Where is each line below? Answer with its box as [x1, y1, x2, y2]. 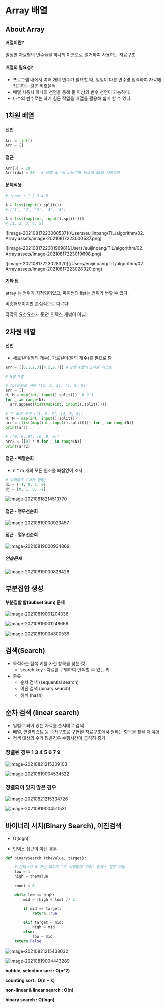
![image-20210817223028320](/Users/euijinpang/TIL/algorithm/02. [5, 260, 145, 266]
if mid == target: [23, 906, 62, 911]
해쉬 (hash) [20, 692, 43, 698]
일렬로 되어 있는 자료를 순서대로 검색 [12, 723, 84, 729]
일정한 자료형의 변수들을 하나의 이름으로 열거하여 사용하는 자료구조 [5, 51, 136, 58]
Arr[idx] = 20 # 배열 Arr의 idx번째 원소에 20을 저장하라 [5, 170, 120, 175]
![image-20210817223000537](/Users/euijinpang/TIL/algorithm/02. [5, 230, 144, 236]
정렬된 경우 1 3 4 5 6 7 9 [5, 749, 61, 756]
